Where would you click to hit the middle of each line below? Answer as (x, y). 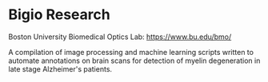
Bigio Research (59, 15)
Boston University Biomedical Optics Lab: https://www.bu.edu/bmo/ (120, 37)
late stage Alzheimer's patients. (60, 68)
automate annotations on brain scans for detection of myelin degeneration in (134, 61)
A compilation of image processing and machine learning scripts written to (131, 52)
